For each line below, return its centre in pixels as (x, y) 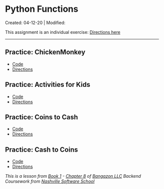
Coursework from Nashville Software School (50, 181)
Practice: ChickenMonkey (45, 52)
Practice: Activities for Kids (48, 85)
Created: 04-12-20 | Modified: (35, 23)
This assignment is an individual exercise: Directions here (63, 32)
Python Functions (42, 9)
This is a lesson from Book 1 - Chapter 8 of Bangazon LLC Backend (73, 176)
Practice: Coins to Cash (41, 117)
